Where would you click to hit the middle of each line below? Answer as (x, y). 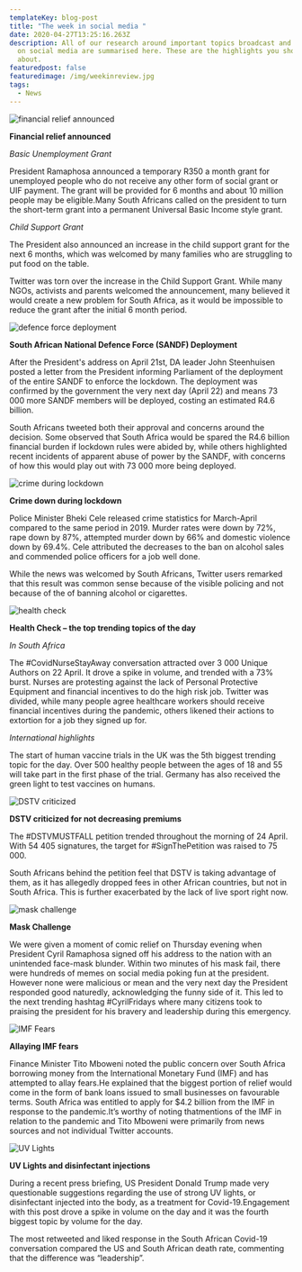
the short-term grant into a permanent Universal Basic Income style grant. (146, 209)
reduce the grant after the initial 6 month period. (98, 309)
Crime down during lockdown (66, 500)
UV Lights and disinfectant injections (80, 1165)
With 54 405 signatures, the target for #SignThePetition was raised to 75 (143, 845)
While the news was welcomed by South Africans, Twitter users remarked (146, 574)
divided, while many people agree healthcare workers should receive (137, 701)
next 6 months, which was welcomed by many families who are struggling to (151, 254)
